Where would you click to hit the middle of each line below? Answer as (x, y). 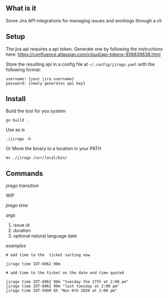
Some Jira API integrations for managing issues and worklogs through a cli (84, 20)
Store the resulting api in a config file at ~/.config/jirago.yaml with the (80, 64)
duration (22, 230)
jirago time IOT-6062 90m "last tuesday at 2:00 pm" (63, 286)
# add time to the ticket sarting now (48, 255)
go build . (17, 121)
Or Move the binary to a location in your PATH (54, 148)
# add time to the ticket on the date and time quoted (65, 273)
